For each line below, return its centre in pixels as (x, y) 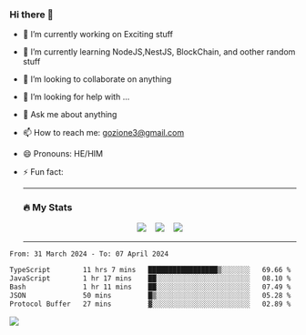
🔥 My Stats (47, 208)
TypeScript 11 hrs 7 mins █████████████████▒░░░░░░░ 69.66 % (150, 270)
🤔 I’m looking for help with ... (76, 97)
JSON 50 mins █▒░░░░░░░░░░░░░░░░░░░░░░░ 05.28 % (150, 296)
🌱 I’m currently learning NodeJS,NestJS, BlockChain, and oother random (159, 52)
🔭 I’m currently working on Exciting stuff (97, 35)
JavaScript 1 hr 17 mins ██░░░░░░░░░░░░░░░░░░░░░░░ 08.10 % (150, 279)
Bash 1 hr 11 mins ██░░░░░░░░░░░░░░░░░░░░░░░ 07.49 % (150, 287)
